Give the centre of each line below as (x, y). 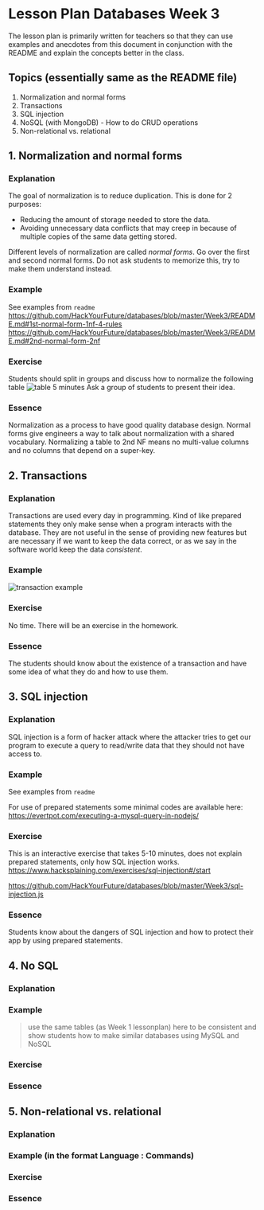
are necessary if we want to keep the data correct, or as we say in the (122, 541)
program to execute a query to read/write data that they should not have (126, 745)
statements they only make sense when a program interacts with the (120, 524)
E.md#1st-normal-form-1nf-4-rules (65, 324)
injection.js (26, 894)
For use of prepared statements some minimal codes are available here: (126, 807)
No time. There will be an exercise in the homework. (93, 625)
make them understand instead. (60, 269)
